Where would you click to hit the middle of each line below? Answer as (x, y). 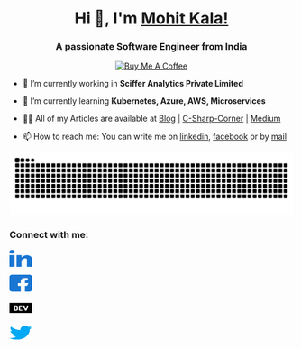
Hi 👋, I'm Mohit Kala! (151, 18)
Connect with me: (49, 235)
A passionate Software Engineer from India (151, 47)
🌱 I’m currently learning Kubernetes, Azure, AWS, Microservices (144, 101)
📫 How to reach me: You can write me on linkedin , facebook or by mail (154, 137)
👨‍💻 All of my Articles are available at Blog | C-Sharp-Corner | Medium (151, 119)
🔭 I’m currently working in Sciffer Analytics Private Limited (133, 84)
